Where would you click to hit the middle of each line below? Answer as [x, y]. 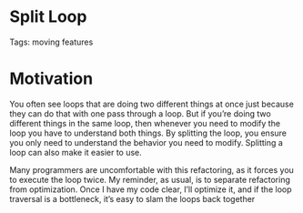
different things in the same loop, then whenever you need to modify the [145, 123]
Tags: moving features [51, 42]
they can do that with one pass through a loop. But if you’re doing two [140, 113]
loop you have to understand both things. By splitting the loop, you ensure [148, 133]
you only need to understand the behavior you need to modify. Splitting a [146, 142]
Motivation [51, 79]
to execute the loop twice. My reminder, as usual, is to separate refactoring [150, 179]
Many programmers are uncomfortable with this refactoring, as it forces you [151, 169]
